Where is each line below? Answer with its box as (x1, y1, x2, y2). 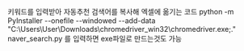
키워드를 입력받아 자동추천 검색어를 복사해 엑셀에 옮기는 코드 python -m (7, 7, 234, 16)
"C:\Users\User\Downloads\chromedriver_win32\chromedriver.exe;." (7, 25, 236, 33)
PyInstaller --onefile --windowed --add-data (7, 16, 156, 25)
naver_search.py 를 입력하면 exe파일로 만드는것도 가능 (7, 34, 183, 43)
